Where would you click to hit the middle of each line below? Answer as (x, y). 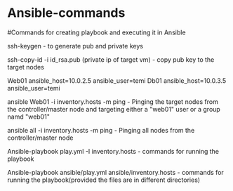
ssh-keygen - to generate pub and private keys (75, 46)
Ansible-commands (66, 13)
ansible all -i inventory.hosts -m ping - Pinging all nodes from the (101, 130)
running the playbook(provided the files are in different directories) (104, 180)
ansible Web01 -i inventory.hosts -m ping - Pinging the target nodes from (113, 101)
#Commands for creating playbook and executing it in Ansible (96, 32)
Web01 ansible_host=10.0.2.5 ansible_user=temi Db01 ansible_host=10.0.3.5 (117, 80)
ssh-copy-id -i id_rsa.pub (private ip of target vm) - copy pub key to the (111, 59)
